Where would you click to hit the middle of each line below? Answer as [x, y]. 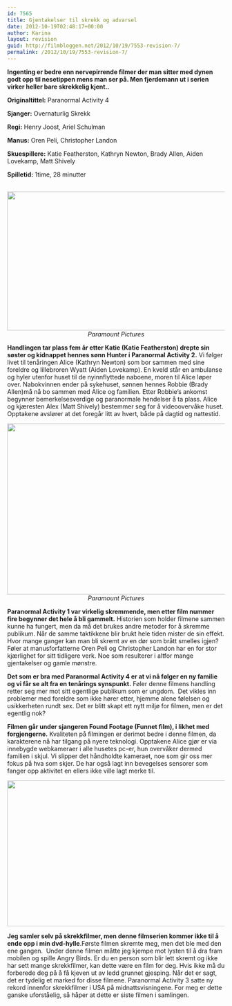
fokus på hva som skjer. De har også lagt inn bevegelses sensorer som [108, 763]
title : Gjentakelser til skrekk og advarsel [72, 20]
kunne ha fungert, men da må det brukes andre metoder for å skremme [108, 626]
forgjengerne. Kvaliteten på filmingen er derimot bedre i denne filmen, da [112, 734]
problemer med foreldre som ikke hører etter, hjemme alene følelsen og [108, 698]
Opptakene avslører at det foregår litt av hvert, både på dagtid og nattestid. [114, 413]
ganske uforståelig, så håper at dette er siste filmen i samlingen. [98, 995]
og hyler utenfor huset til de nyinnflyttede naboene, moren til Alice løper [109, 377]
